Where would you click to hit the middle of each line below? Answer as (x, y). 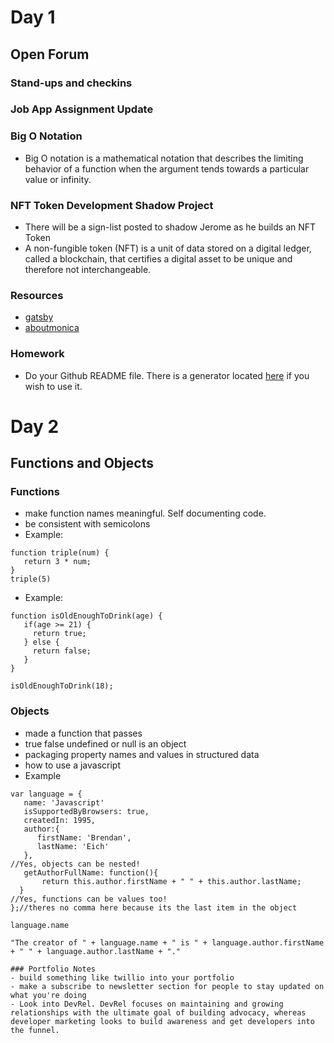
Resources (37, 295)
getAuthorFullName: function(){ (91, 872)
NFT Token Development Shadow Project (112, 205)
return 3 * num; (57, 562)
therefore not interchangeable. (88, 270)
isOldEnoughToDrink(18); (62, 686)
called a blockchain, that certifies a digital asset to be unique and (158, 259)
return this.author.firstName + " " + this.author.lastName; (171, 881)
